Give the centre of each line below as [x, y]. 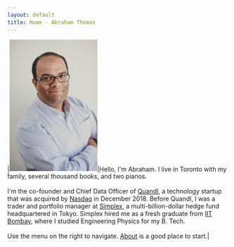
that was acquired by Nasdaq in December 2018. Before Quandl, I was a [111, 199]
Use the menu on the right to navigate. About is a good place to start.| [108, 236]
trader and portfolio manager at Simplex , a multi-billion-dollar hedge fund [113, 206]
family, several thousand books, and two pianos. [77, 177]
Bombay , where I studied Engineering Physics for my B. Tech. [96, 221]
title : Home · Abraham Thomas [52, 22]
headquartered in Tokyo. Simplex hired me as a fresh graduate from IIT [110, 214]
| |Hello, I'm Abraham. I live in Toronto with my [117, 169]
